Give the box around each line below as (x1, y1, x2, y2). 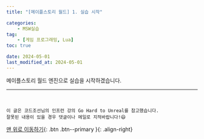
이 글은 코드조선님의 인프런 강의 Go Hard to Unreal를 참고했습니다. (6, 107, 159, 113)
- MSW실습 (17, 26, 39, 32)
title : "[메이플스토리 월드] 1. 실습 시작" (6, 9, 103, 15)
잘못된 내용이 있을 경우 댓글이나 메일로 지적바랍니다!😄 (6, 114, 126, 120)
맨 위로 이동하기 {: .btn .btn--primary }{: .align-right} (6, 126, 133, 133)
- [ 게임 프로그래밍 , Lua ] (17, 37, 74, 43)
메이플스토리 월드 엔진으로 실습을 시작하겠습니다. (6, 77, 122, 84)
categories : (6, 20, 36, 26)
